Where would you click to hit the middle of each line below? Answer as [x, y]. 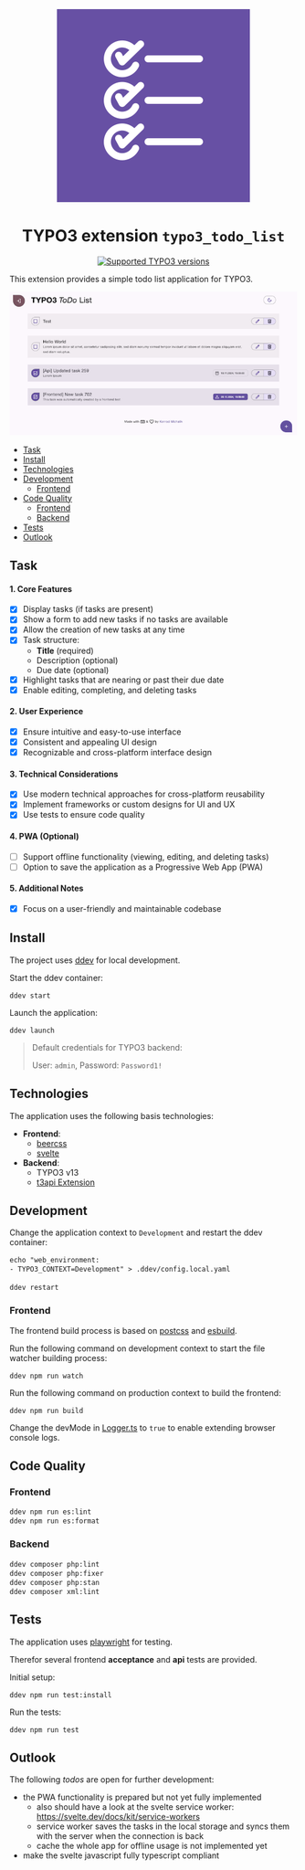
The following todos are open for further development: [112, 1780]
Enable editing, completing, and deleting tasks [110, 690]
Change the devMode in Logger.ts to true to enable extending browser [142, 1427]
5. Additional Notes [47, 888]
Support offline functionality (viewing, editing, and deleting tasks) [146, 856]
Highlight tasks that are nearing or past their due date [123, 680]
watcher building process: [58, 1358]
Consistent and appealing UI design [90, 742]
